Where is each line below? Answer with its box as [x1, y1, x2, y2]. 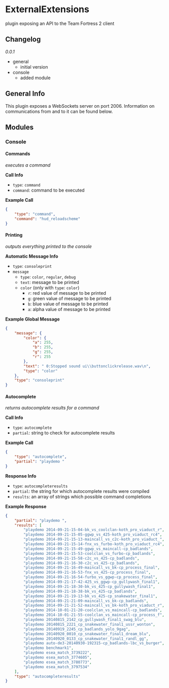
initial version [20, 64, 48, 70]
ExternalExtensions [5, 4, 90, 15]
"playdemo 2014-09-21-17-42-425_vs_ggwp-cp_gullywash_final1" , [23, 579, 160, 585]
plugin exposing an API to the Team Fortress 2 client [5, 20, 115, 26]
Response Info [5, 473, 37, 479]
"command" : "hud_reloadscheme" [14, 216, 81, 222]
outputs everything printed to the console [5, 243, 92, 249]
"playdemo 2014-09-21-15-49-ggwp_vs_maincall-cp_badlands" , [23, 546, 153, 551]
